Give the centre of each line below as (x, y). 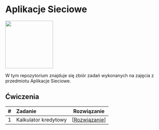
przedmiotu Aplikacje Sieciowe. (38, 81)
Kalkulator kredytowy (41, 119)
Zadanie (26, 111)
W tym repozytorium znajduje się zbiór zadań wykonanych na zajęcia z (80, 75)
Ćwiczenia (22, 97)
